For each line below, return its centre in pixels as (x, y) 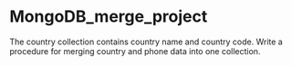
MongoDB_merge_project (109, 17)
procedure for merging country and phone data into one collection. (135, 51)
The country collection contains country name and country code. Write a (146, 42)
